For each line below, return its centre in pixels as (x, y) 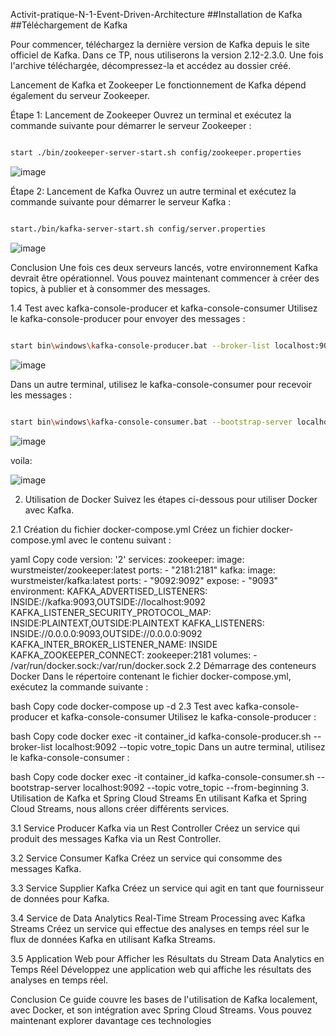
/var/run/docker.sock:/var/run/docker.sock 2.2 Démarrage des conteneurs (163, 665)
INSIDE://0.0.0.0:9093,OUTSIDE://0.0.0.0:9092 (106, 633)
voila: (21, 460)
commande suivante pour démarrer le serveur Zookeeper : (131, 125)
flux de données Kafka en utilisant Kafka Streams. (113, 939)
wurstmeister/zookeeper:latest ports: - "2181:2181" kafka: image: (143, 570)
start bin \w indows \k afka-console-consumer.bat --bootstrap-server (151, 422)
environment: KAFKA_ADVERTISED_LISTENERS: (109, 591)
